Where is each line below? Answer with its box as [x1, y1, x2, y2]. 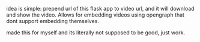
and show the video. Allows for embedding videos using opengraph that [6, 11, 185, 18]
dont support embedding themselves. [6, 18, 99, 24]
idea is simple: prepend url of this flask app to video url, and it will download [6, 5, 195, 12]
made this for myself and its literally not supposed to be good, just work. [6, 29, 185, 36]
